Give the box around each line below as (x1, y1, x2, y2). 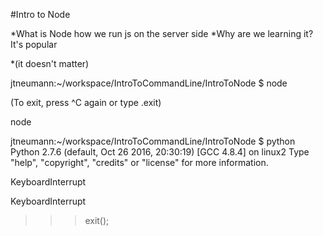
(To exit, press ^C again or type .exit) (10, 97, 162, 108)
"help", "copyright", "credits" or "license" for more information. (10, 157, 269, 168)
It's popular (10, 39, 58, 50)
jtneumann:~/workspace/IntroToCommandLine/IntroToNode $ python (10, 135, 296, 147)
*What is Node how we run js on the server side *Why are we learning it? (10, 28, 314, 39)
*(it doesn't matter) (10, 58, 90, 69)
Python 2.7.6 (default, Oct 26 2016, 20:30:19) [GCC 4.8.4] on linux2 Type (10, 146, 310, 158)
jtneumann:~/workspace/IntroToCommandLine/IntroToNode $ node (10, 77, 288, 89)
